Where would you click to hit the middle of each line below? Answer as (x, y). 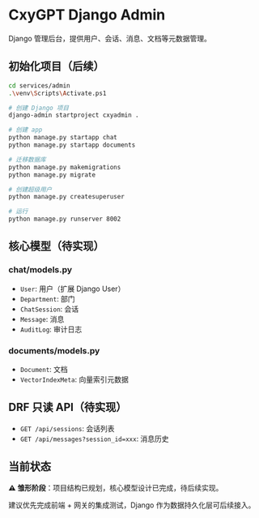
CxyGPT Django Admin (87, 15)
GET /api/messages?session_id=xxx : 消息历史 (94, 439)
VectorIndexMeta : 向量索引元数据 (74, 379)
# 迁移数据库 (27, 160)
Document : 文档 (44, 369)
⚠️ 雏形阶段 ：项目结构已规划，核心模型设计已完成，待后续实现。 (116, 487)
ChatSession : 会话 (49, 309)
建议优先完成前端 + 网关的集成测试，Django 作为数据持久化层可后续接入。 (132, 505)
